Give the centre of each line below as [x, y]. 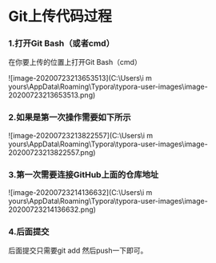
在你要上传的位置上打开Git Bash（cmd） [75, 62]
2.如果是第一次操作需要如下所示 [70, 118]
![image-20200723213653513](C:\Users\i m [80, 78]
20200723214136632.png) [52, 209]
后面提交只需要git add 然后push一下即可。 [78, 251]
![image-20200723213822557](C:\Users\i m [81, 135]
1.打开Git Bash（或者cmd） [61, 43]
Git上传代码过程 [60, 16]
